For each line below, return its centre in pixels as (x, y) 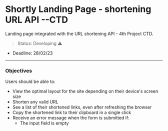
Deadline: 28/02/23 (32, 53)
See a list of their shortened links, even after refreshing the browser (82, 107)
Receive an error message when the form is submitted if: (71, 118)
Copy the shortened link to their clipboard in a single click (72, 112)
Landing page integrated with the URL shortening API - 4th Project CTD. (79, 33)
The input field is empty (44, 123)
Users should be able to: (30, 81)
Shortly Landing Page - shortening (78, 9)
